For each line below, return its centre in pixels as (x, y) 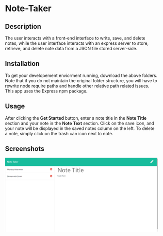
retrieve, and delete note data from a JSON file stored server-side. (71, 48)
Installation (22, 64)
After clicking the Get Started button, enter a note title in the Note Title (76, 118)
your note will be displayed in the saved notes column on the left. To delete (80, 128)
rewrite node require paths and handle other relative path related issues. (77, 86)
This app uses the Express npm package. (46, 91)
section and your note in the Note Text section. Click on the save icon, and (80, 123)
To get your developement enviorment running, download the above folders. (81, 75)
